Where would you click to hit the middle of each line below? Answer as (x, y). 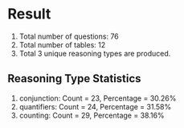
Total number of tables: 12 (62, 44)
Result (29, 14)
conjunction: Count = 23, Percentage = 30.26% (98, 98)
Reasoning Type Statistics (74, 78)
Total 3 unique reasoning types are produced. (95, 53)
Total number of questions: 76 (69, 36)
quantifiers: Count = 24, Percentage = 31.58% (95, 106)
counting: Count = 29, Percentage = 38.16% (92, 115)
